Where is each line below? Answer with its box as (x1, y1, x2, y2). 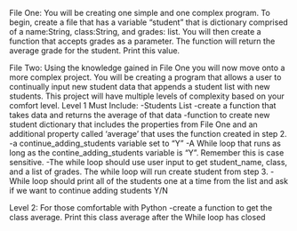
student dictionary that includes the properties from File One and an (9, 119, 258, 130)
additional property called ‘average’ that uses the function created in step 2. (9, 129, 287, 139)
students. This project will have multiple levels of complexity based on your (9, 91, 285, 101)
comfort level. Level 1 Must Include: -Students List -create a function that (9, 100, 277, 110)
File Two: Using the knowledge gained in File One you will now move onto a (9, 62, 285, 73)
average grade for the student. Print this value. (9, 45, 181, 56)
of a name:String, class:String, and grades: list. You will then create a (9, 27, 261, 36)
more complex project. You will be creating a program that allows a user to (9, 72, 282, 83)
